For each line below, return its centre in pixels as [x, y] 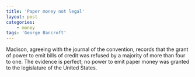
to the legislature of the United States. [52, 68]
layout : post [22, 17]
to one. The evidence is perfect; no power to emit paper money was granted [98, 62]
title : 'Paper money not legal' [45, 11]
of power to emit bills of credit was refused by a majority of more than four [96, 56]
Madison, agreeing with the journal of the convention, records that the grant [97, 49]
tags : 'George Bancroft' [36, 33]
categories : [20, 22]
